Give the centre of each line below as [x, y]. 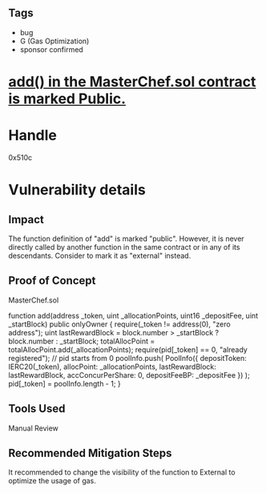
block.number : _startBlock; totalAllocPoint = [82, 341]
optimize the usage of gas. [52, 481]
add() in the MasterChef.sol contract [132, 82]
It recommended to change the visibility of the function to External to [122, 472]
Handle [33, 136]
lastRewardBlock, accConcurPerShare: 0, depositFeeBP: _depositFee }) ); [129, 375]
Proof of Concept [52, 281]
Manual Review [33, 428]
